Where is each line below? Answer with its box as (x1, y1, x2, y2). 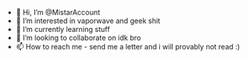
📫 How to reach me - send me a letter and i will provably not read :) (15, 42, 240, 51)
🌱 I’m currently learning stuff (15, 25, 110, 33)
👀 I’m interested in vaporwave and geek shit (15, 16, 161, 26)
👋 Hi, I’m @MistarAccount (15, 8, 101, 17)
